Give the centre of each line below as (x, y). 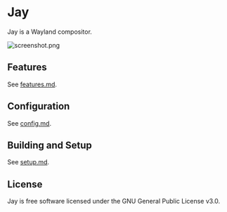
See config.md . (29, 123)
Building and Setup (50, 145)
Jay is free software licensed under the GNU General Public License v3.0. (114, 201)
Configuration (39, 106)
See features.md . (32, 84)
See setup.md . (28, 162)
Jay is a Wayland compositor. (50, 32)
